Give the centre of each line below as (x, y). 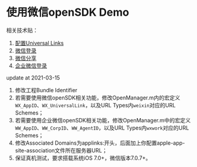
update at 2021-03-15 (33, 77)
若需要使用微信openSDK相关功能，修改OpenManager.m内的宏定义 (98, 98)
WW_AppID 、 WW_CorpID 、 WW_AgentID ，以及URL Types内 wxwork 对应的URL (102, 128)
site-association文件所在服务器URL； (61, 150)
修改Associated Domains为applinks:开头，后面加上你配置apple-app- (100, 143)
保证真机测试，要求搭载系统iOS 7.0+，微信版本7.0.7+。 (83, 158)
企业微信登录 (31, 65)
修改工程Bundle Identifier (46, 90)
